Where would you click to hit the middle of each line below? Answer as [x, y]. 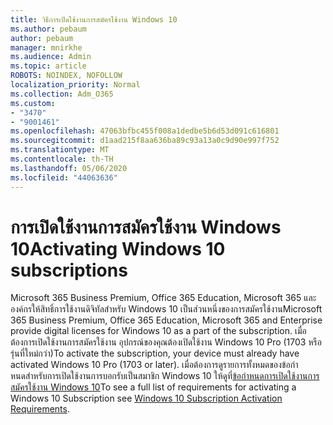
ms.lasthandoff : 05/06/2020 [69, 168]
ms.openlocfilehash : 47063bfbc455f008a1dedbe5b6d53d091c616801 [145, 131]
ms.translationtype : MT [60, 150]
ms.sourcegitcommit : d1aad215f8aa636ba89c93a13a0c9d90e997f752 [145, 141]
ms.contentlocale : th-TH [62, 159]
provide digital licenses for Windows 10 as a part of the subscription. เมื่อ [158, 331]
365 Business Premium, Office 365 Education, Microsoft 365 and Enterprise [166, 320]
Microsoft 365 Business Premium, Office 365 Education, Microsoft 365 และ [163, 298]
